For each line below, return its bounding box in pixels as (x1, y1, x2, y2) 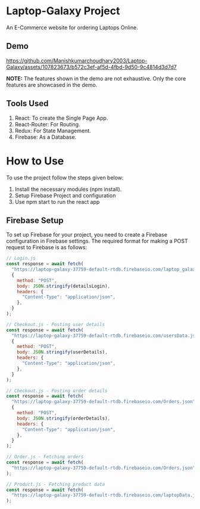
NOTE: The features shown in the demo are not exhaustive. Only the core (6, 75, 186, 82)
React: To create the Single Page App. (14, 114, 108, 122)
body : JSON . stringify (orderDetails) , (17, 415, 111, 421)
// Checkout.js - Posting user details (6, 321, 105, 327)
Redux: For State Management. (14, 127, 91, 134)
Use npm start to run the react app (14, 198, 100, 205)
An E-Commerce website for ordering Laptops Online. (6, 24, 138, 31)
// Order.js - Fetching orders (6, 454, 84, 460)
